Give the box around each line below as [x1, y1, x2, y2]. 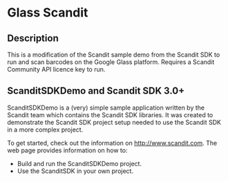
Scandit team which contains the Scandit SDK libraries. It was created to [7, 110, 213, 119]
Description [7, 32, 59, 44]
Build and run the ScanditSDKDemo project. [17, 159, 142, 168]
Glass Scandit [7, 5, 88, 21]
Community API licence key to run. [7, 65, 106, 73]
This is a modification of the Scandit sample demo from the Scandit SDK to [7, 50, 220, 59]
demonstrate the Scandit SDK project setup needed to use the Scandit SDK [7, 118, 221, 126]
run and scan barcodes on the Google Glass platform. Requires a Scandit [7, 58, 215, 66]
